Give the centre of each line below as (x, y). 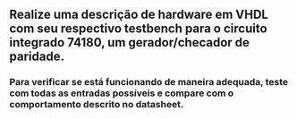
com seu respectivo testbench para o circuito (138, 29)
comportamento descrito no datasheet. (97, 105)
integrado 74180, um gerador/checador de (130, 42)
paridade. (37, 57)
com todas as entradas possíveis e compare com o (122, 93)
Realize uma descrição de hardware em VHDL (139, 15)
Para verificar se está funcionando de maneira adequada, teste (149, 82)
